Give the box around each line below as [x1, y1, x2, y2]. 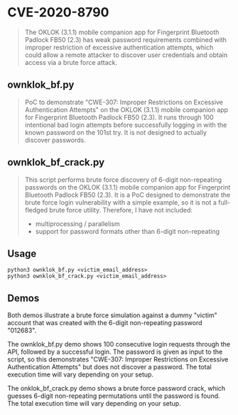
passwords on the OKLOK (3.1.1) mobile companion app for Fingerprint [24, 183, 231, 191]
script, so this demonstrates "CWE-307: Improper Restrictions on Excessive [7, 355, 229, 364]
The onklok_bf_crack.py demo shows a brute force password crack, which [7, 384, 226, 393]
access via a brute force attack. [24, 58, 118, 66]
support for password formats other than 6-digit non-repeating [35, 227, 220, 235]
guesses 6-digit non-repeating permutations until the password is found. [7, 391, 220, 400]
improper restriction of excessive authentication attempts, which [24, 43, 214, 51]
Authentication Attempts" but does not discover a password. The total [7, 363, 212, 372]
